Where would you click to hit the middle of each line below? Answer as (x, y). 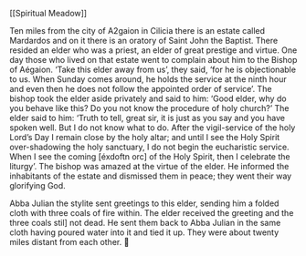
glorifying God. (37, 185)
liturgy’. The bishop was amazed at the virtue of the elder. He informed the (149, 166)
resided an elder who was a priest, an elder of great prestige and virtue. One (153, 50)
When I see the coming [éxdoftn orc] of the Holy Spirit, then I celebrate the (150, 157)
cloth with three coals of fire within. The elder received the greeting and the (152, 213)
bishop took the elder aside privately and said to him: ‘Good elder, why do (148, 98)
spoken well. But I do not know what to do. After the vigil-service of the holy (153, 128)
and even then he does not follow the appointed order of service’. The (141, 89)
